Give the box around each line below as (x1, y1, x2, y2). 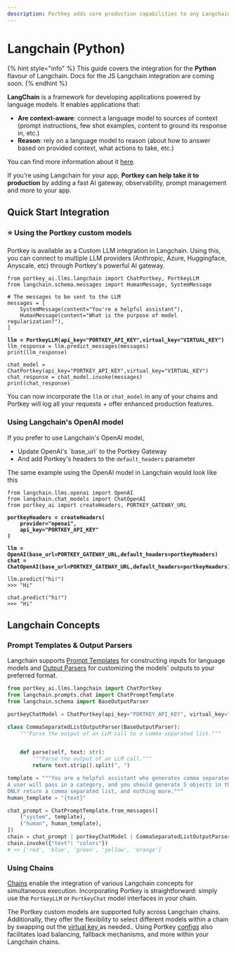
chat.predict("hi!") (7, 594, 68, 601)
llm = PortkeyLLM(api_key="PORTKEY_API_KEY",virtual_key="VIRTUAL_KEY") (7, 337, 225, 344)
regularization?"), (7, 318, 65, 325)
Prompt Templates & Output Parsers (7, 640, 133, 650)
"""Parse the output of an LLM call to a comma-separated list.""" (20, 730, 221, 737)
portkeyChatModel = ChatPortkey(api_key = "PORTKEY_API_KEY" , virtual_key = (7, 711, 228, 718)
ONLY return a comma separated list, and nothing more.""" (7, 787, 184, 795)
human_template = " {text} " (7, 794, 86, 802)
